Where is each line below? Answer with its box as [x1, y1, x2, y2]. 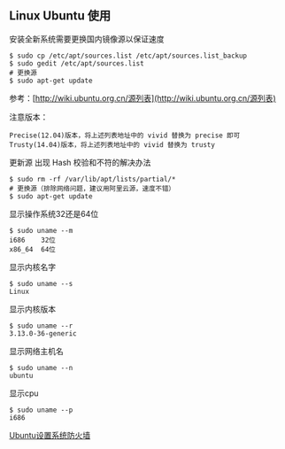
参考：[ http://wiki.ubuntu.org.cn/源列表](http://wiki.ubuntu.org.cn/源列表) [9, 92, 276, 104]
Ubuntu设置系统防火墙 [9, 430, 91, 440]
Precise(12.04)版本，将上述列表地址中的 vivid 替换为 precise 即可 [9, 131, 241, 140]
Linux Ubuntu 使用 [9, 8, 112, 24]
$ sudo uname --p [9, 406, 73, 414]
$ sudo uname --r [9, 321, 73, 330]
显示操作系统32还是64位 [9, 208, 99, 219]
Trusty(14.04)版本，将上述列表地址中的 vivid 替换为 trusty [9, 140, 215, 149]
